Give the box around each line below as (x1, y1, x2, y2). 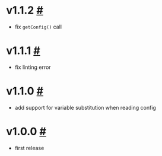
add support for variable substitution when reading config (14, 104, 156, 111)
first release (14, 144, 45, 151)
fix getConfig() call (14, 23, 62, 30)
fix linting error (14, 63, 52, 71)
